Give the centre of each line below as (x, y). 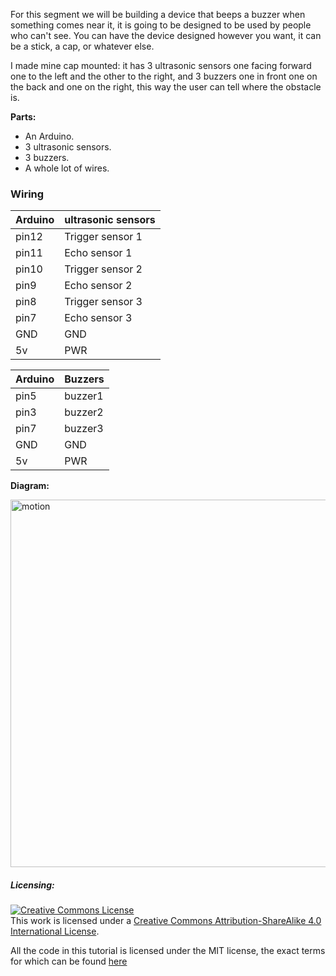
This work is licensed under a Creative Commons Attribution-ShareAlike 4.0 (166, 921)
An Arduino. (49, 136)
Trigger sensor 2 (103, 269)
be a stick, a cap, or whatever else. (82, 46)
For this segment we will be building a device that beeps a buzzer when (158, 14)
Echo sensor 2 (98, 286)
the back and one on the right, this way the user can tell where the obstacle (166, 87)
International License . (55, 931)
